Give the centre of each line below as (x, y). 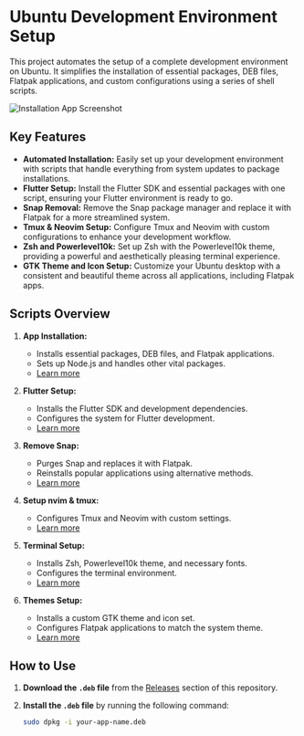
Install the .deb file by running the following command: (126, 706)
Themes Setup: (52, 600)
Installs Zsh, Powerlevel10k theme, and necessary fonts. (142, 563)
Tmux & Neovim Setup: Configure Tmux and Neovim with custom (146, 226)
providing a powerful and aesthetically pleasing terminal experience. (151, 256)
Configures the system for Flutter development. (126, 418)
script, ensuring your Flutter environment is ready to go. (128, 197)
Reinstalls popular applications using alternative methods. (145, 473)
